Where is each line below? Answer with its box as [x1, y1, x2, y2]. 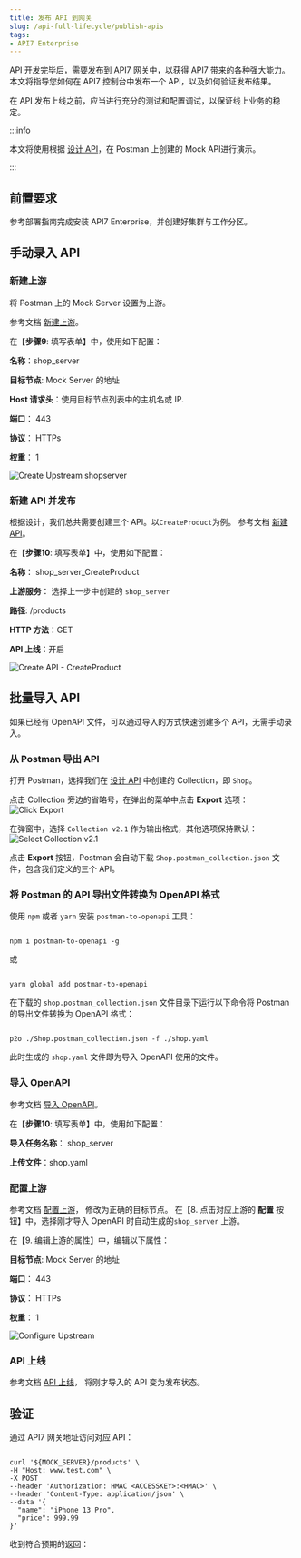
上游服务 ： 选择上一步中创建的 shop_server [9, 586, 170, 597]
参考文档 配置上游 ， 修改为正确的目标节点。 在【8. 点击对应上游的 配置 [9, 1205, 275, 1216]
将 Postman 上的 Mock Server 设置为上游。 [9, 297, 170, 308]
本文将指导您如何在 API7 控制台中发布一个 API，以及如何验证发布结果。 [9, 76, 277, 87]
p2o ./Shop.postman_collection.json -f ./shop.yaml [9, 1035, 209, 1044]
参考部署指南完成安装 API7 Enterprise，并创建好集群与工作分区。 [9, 216, 252, 227]
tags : [9, 30, 30, 39]
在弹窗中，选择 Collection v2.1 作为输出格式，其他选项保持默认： [9, 823, 258, 834]
